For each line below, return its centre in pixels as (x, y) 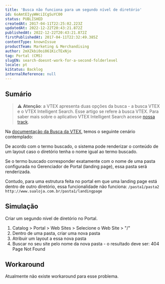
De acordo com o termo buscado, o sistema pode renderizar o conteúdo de (82, 146)
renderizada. (18, 172)
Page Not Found (29, 249)
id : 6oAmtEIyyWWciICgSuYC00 (34, 14)
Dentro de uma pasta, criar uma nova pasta (56, 233)
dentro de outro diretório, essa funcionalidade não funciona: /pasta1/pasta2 (82, 187)
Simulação (22, 207)
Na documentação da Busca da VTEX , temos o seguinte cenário (70, 131)
